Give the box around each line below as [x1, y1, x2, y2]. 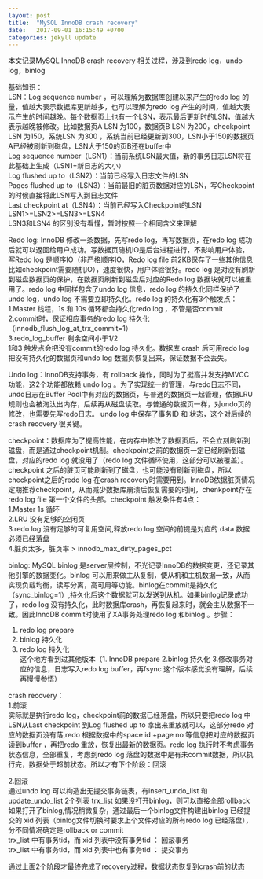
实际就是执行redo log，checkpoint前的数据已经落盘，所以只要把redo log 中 [8, 711, 251, 720]
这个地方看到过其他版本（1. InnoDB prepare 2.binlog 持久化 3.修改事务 [19, 654, 247, 664]
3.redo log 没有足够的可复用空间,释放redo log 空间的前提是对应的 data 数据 [8, 524, 250, 534]
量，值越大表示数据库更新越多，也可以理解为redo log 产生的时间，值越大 [8, 102, 243, 112]
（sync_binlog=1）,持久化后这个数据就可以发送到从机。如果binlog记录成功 [8, 590, 249, 600]
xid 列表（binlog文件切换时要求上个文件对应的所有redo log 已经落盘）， [23, 815, 253, 826]
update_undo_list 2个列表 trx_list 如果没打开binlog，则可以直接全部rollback [8, 796, 250, 806]
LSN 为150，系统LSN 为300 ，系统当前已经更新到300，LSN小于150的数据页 [8, 131, 254, 142]
